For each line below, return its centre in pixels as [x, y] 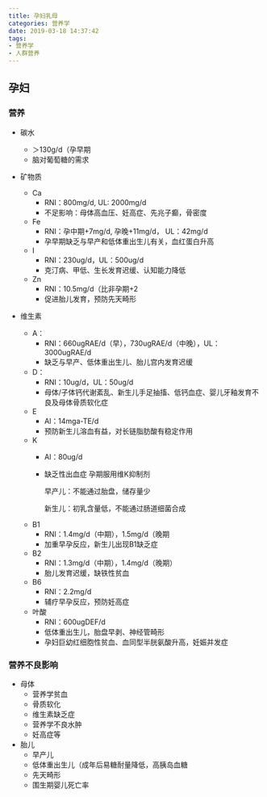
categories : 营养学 [39, 23]
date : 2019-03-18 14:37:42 [54, 31]
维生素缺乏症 [53, 714]
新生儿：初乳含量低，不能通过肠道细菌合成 [115, 508]
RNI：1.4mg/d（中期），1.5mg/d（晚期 [107, 534]
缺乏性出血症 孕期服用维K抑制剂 [97, 474]
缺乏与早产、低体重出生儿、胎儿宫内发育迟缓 [119, 362]
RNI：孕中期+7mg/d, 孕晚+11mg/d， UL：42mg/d [126, 231]
